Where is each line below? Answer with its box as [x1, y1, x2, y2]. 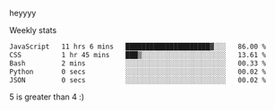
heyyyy [9, 8, 37, 18]
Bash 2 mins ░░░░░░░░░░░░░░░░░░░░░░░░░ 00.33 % [9, 58, 267, 68]
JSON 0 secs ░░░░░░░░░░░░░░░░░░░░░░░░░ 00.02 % [9, 75, 267, 84]
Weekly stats [9, 25, 57, 35]
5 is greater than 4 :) [9, 91, 85, 102]
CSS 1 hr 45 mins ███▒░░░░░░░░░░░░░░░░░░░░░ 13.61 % [9, 50, 267, 59]
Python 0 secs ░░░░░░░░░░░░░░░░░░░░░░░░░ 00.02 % [9, 67, 267, 76]
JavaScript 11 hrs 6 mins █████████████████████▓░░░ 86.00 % [9, 42, 267, 51]
